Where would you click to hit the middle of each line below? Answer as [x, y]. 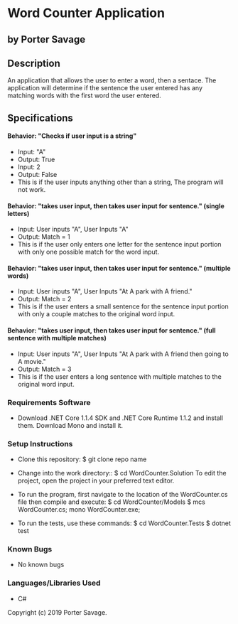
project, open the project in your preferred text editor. [96, 480]
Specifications [40, 118]
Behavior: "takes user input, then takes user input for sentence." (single [116, 206]
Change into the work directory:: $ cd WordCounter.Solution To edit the [122, 473]
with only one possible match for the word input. [88, 252]
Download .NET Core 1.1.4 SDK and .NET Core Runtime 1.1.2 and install [120, 418]
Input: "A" [32, 151]
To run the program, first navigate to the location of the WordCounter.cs [123, 495]
